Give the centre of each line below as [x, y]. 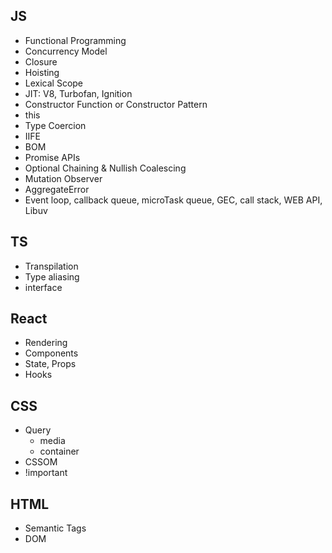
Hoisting [42, 72]
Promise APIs [52, 157]
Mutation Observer [63, 178]
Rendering [46, 343]
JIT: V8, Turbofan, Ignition [78, 93]
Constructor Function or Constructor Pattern [116, 104]
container [59, 451]
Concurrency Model [66, 51]
